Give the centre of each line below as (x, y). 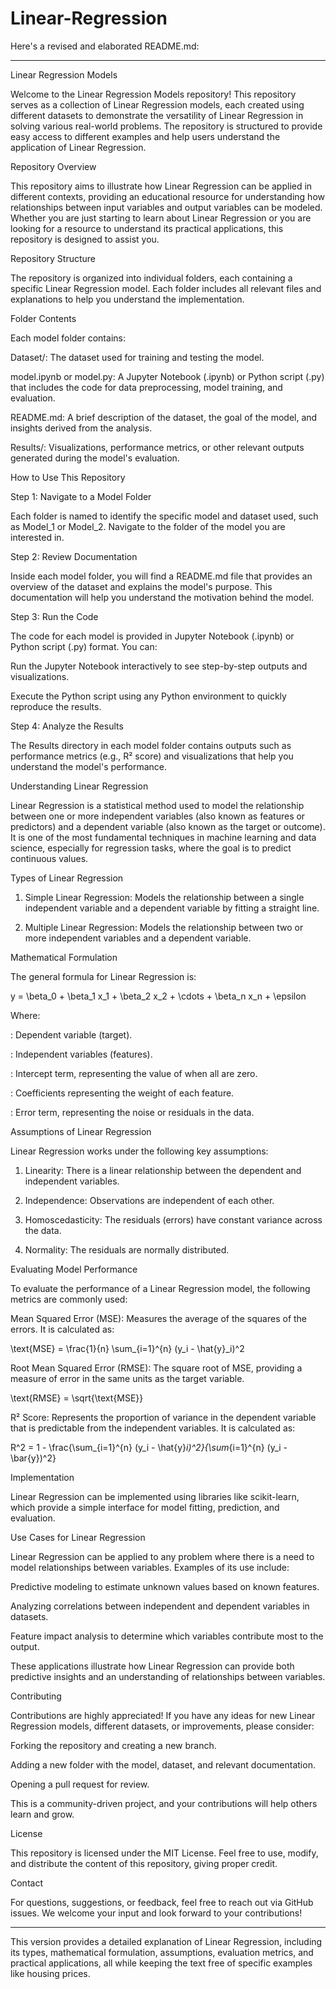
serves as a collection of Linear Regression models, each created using (157, 104)
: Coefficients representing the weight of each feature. (122, 1093)
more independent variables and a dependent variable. (138, 938)
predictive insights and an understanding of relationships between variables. (168, 1676)
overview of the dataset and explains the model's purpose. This (141, 586)
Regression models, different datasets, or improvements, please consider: (162, 1726)
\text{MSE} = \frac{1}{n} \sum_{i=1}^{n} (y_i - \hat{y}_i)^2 (127, 1348)
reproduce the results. (56, 706)
